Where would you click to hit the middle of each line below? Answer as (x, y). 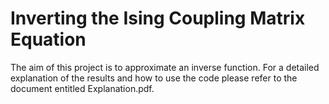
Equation (48, 39)
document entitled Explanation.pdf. (82, 88)
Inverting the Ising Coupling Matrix (158, 18)
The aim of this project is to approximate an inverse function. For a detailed (165, 67)
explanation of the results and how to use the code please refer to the (154, 78)
